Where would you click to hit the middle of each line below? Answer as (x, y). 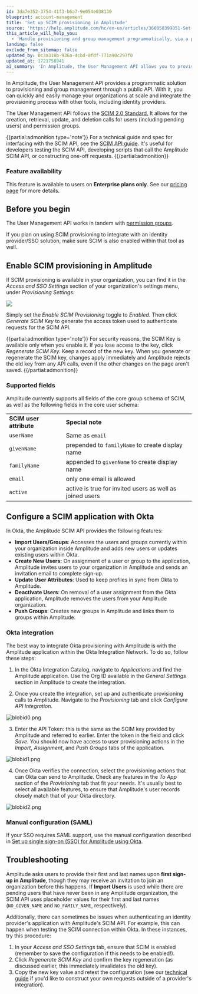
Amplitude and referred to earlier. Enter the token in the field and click (99, 735)
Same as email (86, 435)
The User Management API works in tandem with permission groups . (90, 223)
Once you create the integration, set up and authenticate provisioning (99, 693)
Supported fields (31, 386)
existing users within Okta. (47, 555)
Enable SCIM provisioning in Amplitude (79, 266)
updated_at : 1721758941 (35, 61)
